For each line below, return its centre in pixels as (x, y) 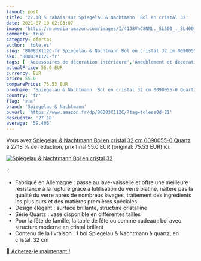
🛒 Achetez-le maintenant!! (38, 251)
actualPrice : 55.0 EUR (34, 67)
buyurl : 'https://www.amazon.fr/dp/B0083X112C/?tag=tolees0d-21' (89, 112)
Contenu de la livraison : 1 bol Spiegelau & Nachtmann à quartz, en (97, 233)
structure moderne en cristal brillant (59, 227)
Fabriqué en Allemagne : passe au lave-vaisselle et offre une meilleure (101, 182)
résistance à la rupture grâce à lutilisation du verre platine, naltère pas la (104, 189)
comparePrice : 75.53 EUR (37, 85)
